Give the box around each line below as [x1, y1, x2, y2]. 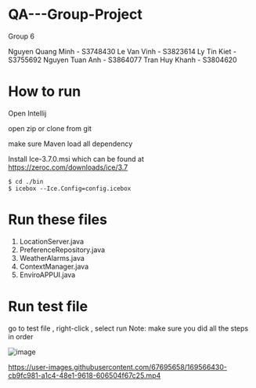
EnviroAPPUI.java [19, 269, 76, 280]
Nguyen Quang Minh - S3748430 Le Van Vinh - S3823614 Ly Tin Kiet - [8, 46, 237, 56]
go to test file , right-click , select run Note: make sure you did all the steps [8, 324, 249, 333]
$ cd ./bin [8, 178, 44, 185]
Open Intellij [8, 108, 47, 118]
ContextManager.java [19, 262, 89, 271]
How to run [8, 82, 81, 101]
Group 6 [8, 31, 35, 41]
